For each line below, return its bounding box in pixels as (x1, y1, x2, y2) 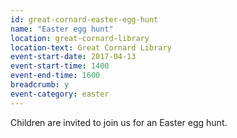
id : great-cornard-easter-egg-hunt (10, 14, 159, 25)
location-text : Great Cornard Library (10, 42, 172, 53)
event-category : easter (10, 89, 110, 99)
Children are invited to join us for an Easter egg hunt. (10, 116, 228, 128)
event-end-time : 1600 (10, 71, 101, 81)
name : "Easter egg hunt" (10, 24, 114, 34)
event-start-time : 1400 (10, 61, 110, 71)
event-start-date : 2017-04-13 (10, 52, 137, 62)
